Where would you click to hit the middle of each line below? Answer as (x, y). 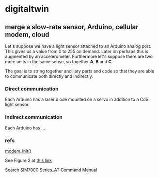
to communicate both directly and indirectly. (49, 76)
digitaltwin (27, 9)
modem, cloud (27, 34)
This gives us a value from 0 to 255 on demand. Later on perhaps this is (77, 51)
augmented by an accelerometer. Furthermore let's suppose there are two (79, 56)
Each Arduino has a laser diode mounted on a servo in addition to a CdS (77, 99)
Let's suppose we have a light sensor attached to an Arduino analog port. (78, 46)
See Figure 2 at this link (29, 160)
